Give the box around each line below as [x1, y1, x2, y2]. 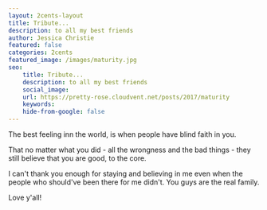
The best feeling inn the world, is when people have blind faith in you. [8, 130, 237, 139]
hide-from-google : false [22, 108, 105, 116]
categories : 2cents [8, 49, 73, 56]
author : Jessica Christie [8, 33, 94, 42]
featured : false [8, 41, 62, 49]
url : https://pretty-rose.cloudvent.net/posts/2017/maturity [22, 93, 230, 101]
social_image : [22, 85, 69, 94]
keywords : [22, 100, 56, 108]
